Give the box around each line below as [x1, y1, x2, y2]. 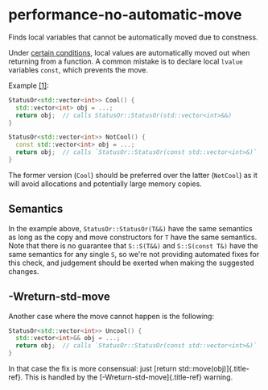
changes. [8, 266, 39, 276]
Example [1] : [8, 81, 50, 90]
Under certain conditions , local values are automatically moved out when [8, 48, 250, 57]
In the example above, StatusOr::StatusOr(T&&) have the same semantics [8, 223, 253, 233]
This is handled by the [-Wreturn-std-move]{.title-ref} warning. [24, 372, 233, 382]
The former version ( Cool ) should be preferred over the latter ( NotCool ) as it [8, 170, 258, 180]
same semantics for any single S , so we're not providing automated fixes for [8, 249, 260, 259]
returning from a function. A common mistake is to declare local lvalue [8, 56, 243, 66]
